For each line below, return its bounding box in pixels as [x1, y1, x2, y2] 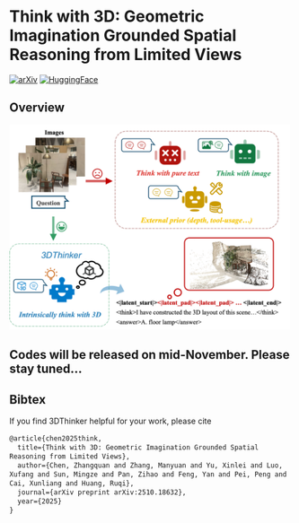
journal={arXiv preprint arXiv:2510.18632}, [17, 488, 187, 497]
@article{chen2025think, [9, 434, 102, 443]
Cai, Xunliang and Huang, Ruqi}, [9, 479, 135, 488]
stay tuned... [9, 362, 83, 377]
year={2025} [17, 497, 63, 506]
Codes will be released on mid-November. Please [9, 347, 290, 362]
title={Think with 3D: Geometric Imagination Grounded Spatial [17, 443, 259, 452]
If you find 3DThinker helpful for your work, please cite [9, 415, 212, 427]
